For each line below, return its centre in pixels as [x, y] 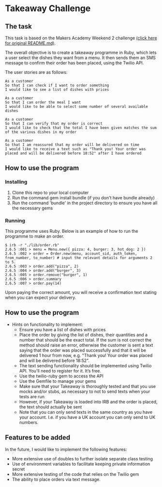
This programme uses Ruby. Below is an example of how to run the [72, 231]
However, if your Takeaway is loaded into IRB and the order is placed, [88, 402]
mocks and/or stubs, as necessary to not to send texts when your [85, 391]
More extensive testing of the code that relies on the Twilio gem [75, 474]
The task [19, 26]
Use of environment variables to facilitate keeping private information [81, 464]
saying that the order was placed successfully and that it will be [83, 350]
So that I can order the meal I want [43, 102]
